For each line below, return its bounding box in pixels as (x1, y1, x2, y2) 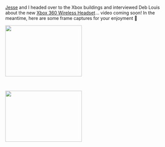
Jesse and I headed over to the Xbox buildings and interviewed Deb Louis (5, 5, 160, 10)
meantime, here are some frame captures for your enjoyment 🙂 (5, 15, 137, 21)
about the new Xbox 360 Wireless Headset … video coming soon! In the (5, 10, 155, 16)
